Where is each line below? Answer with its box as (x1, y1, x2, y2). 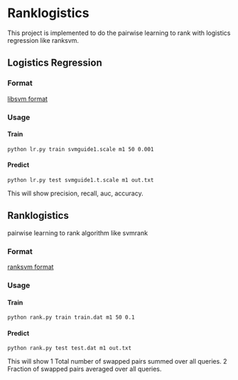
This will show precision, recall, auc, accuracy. (7, 189, 144, 197)
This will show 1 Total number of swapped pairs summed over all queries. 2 (7, 357, 227, 366)
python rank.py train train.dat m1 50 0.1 (7, 314, 135, 322)
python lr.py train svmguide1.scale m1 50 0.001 (7, 145, 154, 153)
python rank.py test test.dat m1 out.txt (7, 344, 132, 352)
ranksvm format (7, 262, 54, 272)
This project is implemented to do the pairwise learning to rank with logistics (7, 29, 231, 37)
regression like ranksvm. (7, 36, 80, 44)
